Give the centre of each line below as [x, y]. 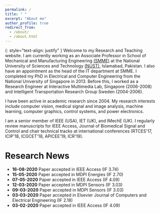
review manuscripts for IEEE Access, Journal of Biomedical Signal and [75, 126]
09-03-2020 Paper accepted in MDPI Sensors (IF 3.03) [68, 190]
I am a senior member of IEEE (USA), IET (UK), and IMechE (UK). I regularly [80, 121]
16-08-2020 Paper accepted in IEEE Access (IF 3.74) [65, 169]
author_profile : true [27, 23]
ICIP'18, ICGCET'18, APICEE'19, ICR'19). [44, 136]
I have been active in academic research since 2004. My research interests [80, 101]
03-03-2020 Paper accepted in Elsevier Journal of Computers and [79, 195]
